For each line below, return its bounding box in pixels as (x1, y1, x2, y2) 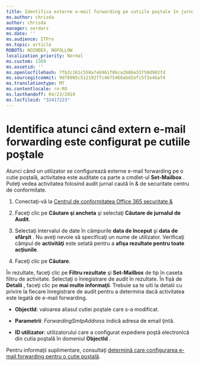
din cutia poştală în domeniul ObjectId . (14, 335, 111, 342)
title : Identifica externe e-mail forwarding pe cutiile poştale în (6, 8, 179, 15)
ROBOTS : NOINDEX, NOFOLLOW (6, 47, 73, 53)
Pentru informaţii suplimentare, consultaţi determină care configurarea (6, 346, 178, 354)
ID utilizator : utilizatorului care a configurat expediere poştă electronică (14, 329, 190, 336)
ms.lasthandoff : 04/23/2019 (6, 91, 76, 97)
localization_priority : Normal (6, 53, 84, 59)
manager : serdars (6, 25, 49, 31)
